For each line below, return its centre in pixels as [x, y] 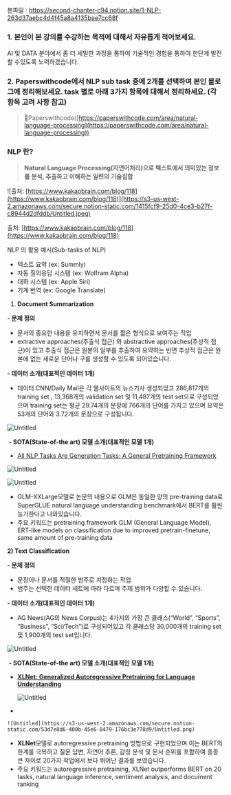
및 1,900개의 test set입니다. [55, 635]
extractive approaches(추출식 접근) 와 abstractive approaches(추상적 [113, 341]
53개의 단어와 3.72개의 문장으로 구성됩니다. [76, 414]
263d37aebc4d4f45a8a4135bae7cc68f [63, 18]
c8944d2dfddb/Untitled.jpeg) [49, 213]
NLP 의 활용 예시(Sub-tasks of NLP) [57, 250]
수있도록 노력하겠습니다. [46, 62]
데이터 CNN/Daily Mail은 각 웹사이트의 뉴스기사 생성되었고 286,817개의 [113, 388]
